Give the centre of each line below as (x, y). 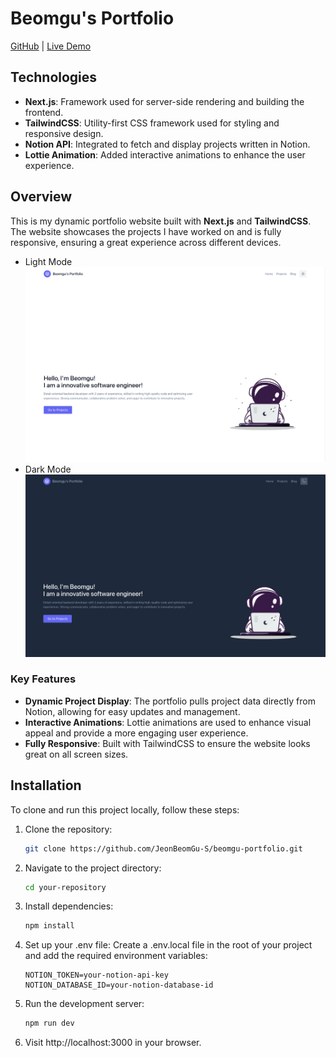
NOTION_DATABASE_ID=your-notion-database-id (119, 985)
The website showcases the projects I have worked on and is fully (146, 231)
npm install (49, 926)
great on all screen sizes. (76, 754)
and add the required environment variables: (116, 956)
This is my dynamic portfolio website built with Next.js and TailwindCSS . (161, 221)
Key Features (43, 679)
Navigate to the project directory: (93, 868)
